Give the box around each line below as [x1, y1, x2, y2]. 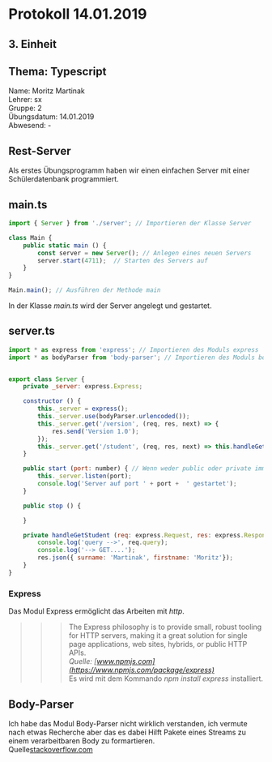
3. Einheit [8, 37, 57, 51]
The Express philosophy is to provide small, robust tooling [68, 622, 262, 632]
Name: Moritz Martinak [8, 86, 85, 96]
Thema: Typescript [8, 64, 107, 78]
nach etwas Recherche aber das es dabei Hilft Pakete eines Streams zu [8, 727, 247, 737]
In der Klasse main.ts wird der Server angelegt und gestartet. [8, 301, 212, 310]
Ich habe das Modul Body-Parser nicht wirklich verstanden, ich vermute [8, 718, 249, 728]
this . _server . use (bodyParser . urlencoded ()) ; [37, 413, 190, 421]
